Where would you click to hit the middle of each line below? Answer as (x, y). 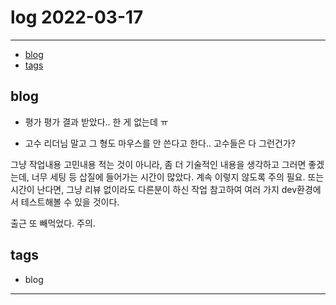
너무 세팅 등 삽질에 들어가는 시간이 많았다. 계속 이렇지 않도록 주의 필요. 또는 (178, 177)
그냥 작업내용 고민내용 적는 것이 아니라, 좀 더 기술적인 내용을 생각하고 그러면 (158, 164)
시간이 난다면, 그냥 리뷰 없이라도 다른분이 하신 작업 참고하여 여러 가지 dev (154, 189)
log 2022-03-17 (77, 17)
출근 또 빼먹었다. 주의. (53, 223)
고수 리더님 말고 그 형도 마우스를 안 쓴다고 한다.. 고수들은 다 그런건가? (160, 143)
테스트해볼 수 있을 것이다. (70, 202)
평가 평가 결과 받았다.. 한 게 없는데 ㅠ (96, 122)
